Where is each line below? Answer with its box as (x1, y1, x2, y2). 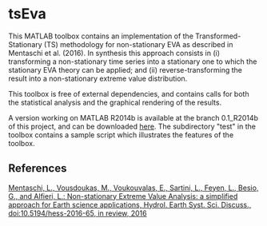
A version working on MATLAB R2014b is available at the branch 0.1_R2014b (8, 113, 258, 122)
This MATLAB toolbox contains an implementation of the (8, 31, 194, 41)
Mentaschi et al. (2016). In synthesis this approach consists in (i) (8, 48, 221, 57)
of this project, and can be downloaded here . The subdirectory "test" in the (8, 121, 256, 131)
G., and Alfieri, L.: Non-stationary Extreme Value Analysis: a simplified (8, 191, 238, 200)
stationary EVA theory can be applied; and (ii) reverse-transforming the (8, 65, 242, 74)
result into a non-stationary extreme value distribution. (8, 73, 188, 83)
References (8, 161, 67, 176)
